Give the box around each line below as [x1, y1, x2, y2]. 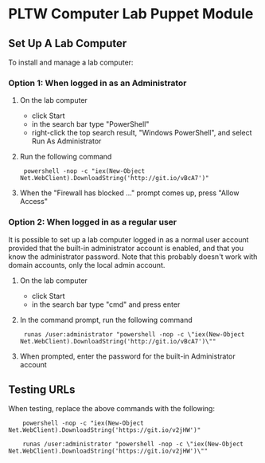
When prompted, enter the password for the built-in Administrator [19, 351, 236, 361]
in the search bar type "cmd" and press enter [31, 300, 181, 309]
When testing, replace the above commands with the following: [8, 404, 215, 414]
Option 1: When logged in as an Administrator [8, 77, 187, 88]
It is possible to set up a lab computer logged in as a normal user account [8, 234, 249, 244]
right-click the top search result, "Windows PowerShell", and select [31, 128, 252, 138]
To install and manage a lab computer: [8, 57, 134, 67]
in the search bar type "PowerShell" [31, 120, 150, 129]
